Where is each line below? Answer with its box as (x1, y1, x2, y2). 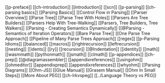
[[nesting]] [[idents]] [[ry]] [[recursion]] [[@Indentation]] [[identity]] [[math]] (5, 46, 160, 52)
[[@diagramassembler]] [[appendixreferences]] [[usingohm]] (19, 57, 143, 62)
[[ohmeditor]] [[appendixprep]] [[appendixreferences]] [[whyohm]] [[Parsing (5, 62, 161, 68)
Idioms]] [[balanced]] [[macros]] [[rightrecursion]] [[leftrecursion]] (5, 41, 140, 46)
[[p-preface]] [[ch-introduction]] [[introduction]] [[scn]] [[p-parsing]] (5, 4, 145, 10)
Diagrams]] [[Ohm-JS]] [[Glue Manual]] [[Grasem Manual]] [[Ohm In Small (5, 67, 156, 73)
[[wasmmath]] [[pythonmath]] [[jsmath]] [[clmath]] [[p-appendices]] (5, 51, 144, 57)
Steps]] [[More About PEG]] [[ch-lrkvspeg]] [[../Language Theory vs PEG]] (5, 73, 157, 78)
